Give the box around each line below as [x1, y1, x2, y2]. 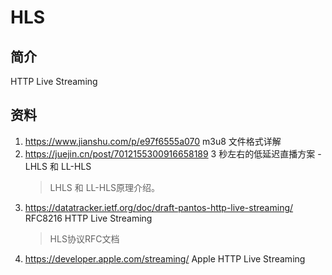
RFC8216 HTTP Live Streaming [24, 212, 153, 224]
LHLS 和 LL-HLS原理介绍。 [49, 181, 161, 193]
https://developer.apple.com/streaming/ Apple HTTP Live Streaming [24, 252, 306, 265]
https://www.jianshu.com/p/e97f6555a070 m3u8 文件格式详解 [24, 135, 282, 147]
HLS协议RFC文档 [49, 232, 120, 245]
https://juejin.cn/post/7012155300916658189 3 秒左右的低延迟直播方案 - [24, 147, 322, 160]
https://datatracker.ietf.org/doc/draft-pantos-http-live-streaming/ [24, 201, 294, 213]
